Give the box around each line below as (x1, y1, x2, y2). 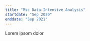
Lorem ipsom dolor (5, 30, 44, 36)
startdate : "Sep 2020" (5, 12, 52, 17)
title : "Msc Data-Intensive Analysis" (5, 7, 86, 12)
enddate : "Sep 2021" (5, 16, 48, 21)
